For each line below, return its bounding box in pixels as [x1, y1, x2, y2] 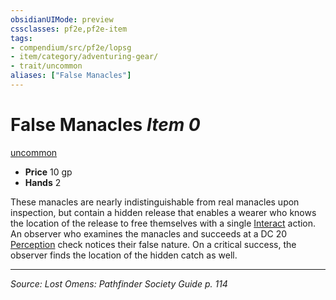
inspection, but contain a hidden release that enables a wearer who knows [10, 206, 317, 218]
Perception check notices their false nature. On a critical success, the [10, 238, 297, 250]
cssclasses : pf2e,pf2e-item [10, 24, 128, 34]
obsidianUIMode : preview [10, 14, 114, 25]
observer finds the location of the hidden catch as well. [10, 249, 238, 261]
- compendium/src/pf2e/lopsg [10, 42, 132, 53]
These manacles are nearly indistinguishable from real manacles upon [10, 196, 300, 208]
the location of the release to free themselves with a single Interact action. [10, 217, 317, 229]
